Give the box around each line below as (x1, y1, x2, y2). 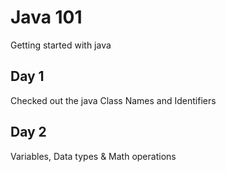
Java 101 (10, 6, 83, 29)
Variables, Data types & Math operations (10, 150, 177, 162)
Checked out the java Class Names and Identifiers (10, 94, 217, 106)
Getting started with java (10, 39, 112, 51)
